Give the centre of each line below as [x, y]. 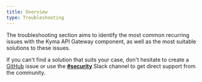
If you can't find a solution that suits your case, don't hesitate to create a [98, 60]
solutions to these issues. [38, 48]
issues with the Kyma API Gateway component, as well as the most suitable [101, 41]
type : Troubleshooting [35, 18]
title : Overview [27, 12]
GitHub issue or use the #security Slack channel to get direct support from [101, 66]
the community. [26, 72]
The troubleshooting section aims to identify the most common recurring [98, 35]
